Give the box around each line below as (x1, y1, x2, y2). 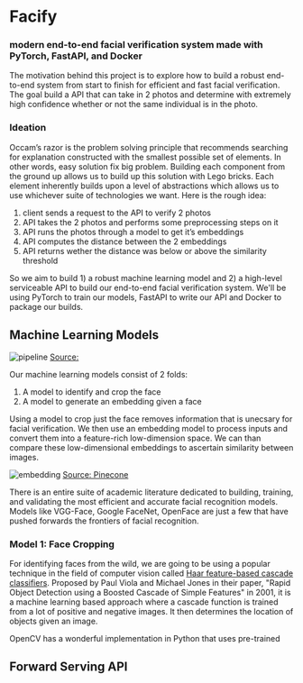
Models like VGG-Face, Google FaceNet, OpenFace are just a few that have (9, 505, 289, 516)
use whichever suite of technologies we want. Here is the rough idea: (9, 189, 267, 200)
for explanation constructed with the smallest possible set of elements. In (9, 151, 281, 162)
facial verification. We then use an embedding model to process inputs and (9, 423, 289, 433)
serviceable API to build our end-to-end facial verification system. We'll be (9, 282, 287, 293)
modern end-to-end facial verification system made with (9, 39, 263, 51)
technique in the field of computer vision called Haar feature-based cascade (9, 568, 294, 578)
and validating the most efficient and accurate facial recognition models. (9, 496, 278, 506)
